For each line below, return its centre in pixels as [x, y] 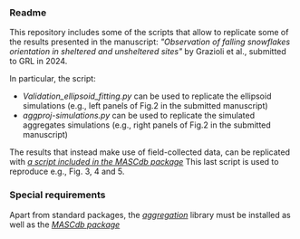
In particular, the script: [53, 79]
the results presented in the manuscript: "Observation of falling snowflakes [150, 42]
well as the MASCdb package [65, 225]
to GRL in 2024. [39, 62]
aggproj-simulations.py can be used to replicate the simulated [139, 116]
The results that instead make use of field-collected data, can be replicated [150, 152]
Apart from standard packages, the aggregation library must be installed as [150, 215]
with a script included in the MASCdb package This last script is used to [144, 162]
